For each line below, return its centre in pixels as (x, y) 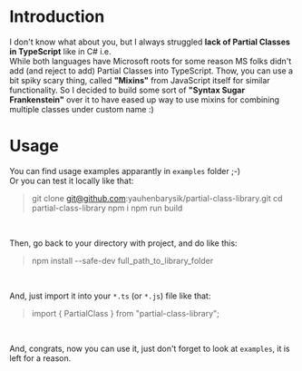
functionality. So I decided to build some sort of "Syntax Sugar (127, 90)
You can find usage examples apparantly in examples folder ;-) (125, 171)
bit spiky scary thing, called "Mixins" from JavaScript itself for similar (140, 80)
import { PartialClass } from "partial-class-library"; (126, 313)
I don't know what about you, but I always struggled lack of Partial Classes (150, 42)
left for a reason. (40, 358)
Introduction (57, 17)
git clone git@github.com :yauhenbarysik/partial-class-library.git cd (157, 198)
